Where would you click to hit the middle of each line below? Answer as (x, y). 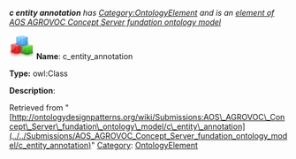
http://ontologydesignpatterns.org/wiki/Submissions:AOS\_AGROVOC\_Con (148, 117)
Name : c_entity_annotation (84, 56)
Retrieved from (36, 108)
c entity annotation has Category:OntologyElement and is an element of (142, 13)
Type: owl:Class (38, 73)
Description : (32, 91)
